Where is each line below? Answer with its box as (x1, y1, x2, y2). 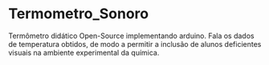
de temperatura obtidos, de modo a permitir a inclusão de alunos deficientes (8, 39, 262, 48)
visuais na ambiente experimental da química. (8, 48, 160, 57)
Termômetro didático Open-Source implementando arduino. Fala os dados (8, 31, 255, 40)
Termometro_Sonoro (8, 5, 149, 23)
